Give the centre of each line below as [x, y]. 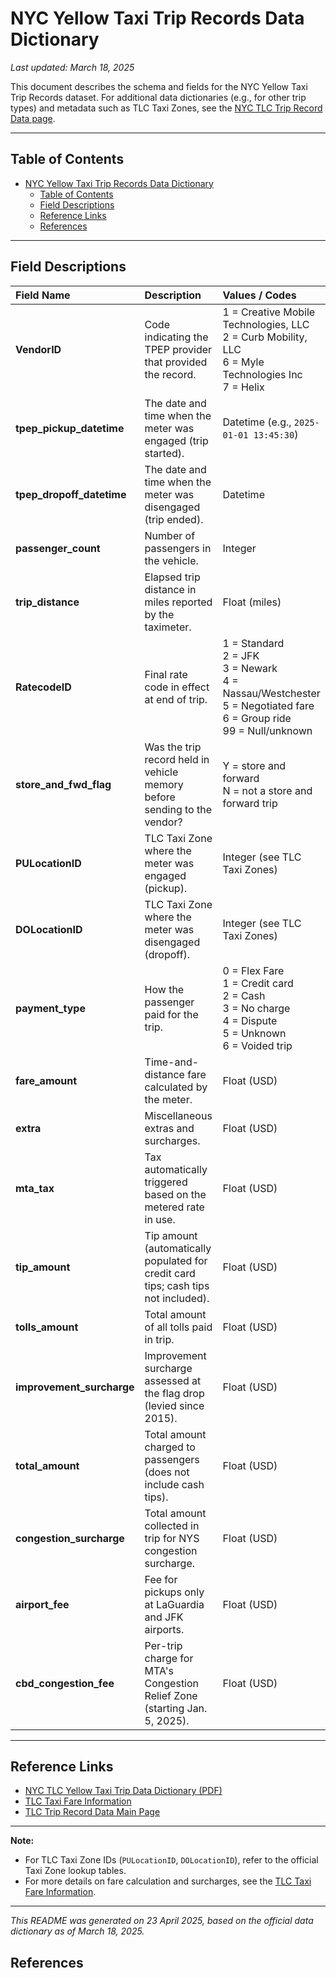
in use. [160, 1219]
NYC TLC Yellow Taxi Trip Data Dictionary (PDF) [123, 1791]
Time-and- [172, 1062]
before [160, 797]
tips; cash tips [177, 1285]
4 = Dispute [250, 1020]
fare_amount [46, 1080]
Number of [170, 535]
